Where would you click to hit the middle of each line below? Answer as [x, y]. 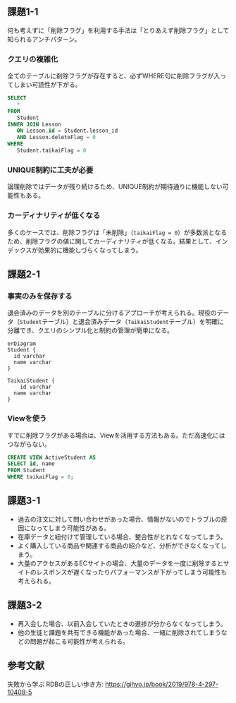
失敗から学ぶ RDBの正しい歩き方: [56, 684]
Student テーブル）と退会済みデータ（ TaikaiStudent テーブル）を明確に [122, 322]
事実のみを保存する [40, 296]
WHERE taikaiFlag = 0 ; [41, 477]
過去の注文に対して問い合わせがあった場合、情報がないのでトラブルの [119, 519]
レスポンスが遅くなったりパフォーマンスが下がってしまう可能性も [132, 572]
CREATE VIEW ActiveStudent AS [52, 457]
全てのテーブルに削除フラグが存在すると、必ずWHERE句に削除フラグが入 [114, 76]
